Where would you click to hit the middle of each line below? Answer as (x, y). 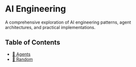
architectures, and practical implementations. (50, 27)
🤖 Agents (21, 54)
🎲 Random (22, 59)
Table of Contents (33, 43)
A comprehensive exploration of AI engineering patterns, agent (68, 22)
